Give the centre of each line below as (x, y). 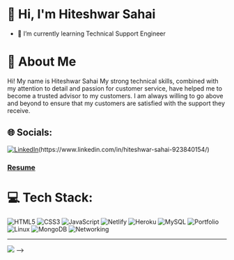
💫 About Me (42, 62)
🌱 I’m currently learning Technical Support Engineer (91, 33)
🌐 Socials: (30, 133)
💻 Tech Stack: (50, 197)
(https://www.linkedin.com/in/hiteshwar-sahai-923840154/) (124, 149)
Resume (22, 167)
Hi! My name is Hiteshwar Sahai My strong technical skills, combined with (113, 81)
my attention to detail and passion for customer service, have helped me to (115, 88)
